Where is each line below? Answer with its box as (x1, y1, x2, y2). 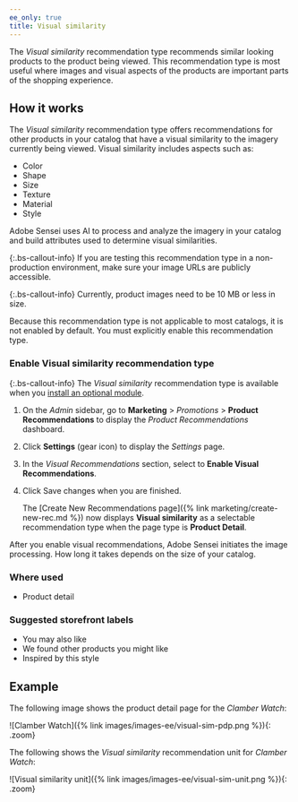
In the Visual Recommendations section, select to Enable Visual (21, 458, 260, 469)
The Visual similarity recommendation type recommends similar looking (9, 46, 275, 56)
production (9, 262, 50, 273)
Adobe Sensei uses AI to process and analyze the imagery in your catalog (9, 226, 282, 237)
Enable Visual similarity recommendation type (9, 358, 215, 370)
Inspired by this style (21, 653, 100, 664)
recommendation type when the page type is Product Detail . (21, 522, 247, 532)
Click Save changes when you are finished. (21, 485, 182, 496)
